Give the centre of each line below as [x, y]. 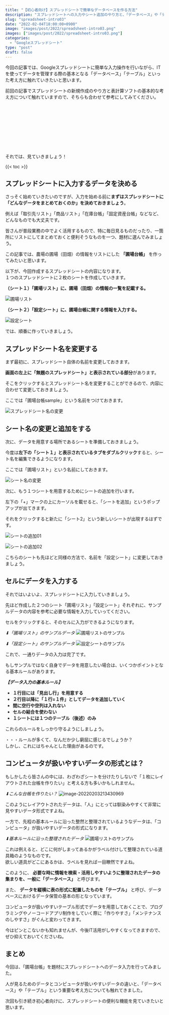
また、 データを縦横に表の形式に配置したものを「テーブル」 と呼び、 [77, 890]
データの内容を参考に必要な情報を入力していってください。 [71, 611]
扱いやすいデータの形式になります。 [73, 827]
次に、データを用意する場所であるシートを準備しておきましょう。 [73, 442]
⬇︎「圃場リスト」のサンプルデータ [40, 633]
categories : [18, 38]
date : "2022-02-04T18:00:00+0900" [41, 24]
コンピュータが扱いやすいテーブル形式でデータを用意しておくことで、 [77, 907]
